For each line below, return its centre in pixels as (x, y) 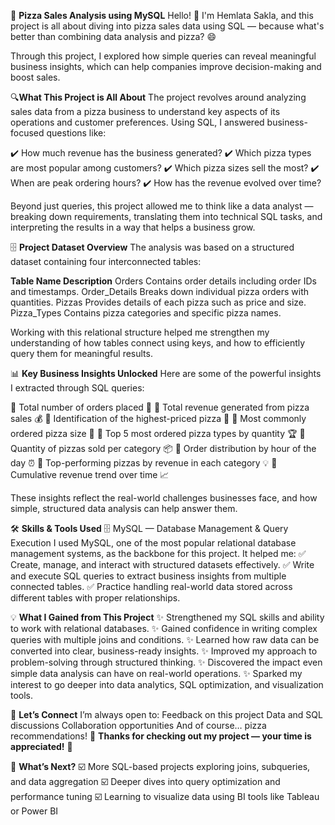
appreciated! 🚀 (41, 746)
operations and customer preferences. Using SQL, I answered (137, 122)
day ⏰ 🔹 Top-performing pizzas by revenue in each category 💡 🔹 (144, 463)
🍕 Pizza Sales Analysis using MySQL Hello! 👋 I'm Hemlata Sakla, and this (162, 15)
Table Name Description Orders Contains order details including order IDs (163, 281)
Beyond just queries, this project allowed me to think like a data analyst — (162, 206)
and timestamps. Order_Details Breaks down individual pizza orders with (159, 291)
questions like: (76, 133)
